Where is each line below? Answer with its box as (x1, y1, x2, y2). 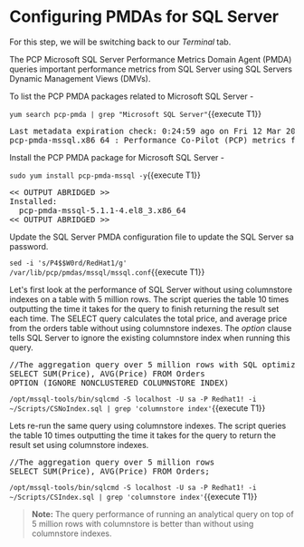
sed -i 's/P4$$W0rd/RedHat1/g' (9, 259, 128, 268)
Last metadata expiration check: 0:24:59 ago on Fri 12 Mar (9, 125, 282, 136)
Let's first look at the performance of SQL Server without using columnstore (9, 284, 292, 295)
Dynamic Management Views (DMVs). (9, 73, 151, 83)
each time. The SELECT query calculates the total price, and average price (9, 313, 288, 324)
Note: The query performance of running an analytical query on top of (31, 508, 294, 519)
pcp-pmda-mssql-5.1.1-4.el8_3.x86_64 (18, 205, 186, 215)
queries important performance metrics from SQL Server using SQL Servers (9, 63, 292, 74)
